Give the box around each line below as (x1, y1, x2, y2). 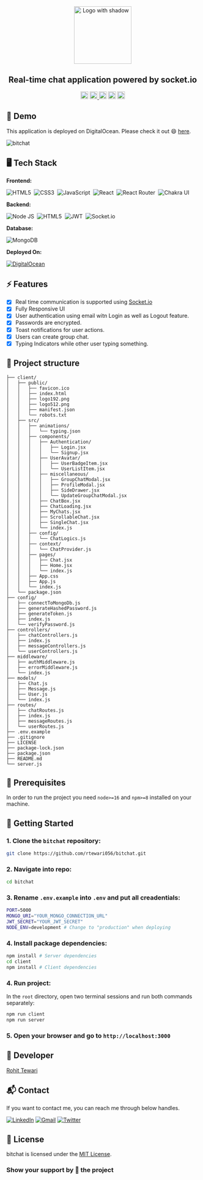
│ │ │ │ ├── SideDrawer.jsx (6, 487, 100, 493)
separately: (6, 1000, 35, 1007)
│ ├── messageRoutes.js (6, 718, 72, 724)
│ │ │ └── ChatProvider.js (6, 546, 92, 552)
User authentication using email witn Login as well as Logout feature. (15, 312, 190, 320)
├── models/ (6, 675, 37, 681)
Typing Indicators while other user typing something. (15, 340, 149, 347)
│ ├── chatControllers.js (6, 632, 78, 638)
